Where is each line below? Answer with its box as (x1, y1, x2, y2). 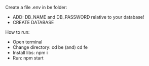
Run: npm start (12, 55, 44, 61)
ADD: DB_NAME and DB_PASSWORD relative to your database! (12, 14, 144, 20)
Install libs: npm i (12, 50, 48, 55)
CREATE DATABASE (12, 20, 54, 25)
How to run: (5, 29, 30, 35)
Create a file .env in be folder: (5, 5, 67, 10)
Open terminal (12, 39, 43, 45)
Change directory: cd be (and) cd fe (12, 44, 88, 50)
